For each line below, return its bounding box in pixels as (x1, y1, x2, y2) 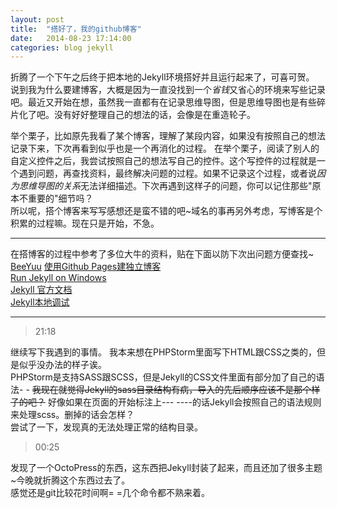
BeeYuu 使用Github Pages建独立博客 (10, 261, 162, 273)
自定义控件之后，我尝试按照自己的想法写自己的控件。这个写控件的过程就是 (10, 155, 317, 167)
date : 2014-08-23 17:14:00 (10, 33, 132, 43)
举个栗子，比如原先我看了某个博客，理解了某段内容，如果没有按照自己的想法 (10, 130, 326, 142)
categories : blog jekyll (10, 42, 114, 53)
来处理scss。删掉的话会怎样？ (10, 409, 135, 421)
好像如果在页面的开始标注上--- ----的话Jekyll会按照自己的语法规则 (47, 396, 322, 408)
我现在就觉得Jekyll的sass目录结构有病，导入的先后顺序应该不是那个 (31, 384, 312, 396)
